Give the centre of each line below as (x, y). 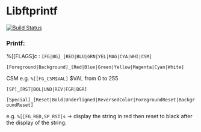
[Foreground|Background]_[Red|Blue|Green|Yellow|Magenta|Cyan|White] (95, 67)
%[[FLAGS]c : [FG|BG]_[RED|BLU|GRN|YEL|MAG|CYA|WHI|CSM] (79, 56)
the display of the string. (36, 123)
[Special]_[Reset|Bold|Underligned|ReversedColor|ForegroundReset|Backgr (101, 100)
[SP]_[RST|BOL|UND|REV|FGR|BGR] (47, 89)
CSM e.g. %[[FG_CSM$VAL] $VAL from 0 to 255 (62, 79)
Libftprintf (32, 11)
